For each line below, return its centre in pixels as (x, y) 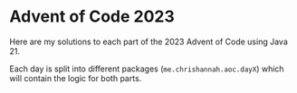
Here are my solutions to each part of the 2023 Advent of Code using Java (148, 42)
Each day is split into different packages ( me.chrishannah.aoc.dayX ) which (147, 69)
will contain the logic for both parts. (76, 78)
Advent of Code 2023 (92, 17)
